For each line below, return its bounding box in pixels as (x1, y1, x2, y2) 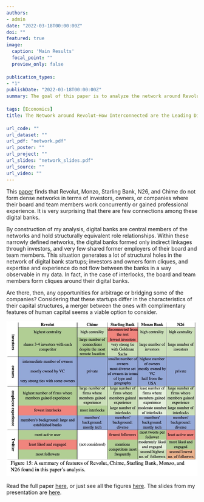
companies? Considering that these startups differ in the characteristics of (6, 295, 192, 302)
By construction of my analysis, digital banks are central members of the (6, 225, 188, 232)
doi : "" (6, 29, 26, 35)
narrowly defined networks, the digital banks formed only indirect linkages (6, 238, 192, 246)
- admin (6, 16, 26, 23)
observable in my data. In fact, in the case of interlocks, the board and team (6, 271, 196, 278)
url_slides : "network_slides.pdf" (6, 158, 94, 164)
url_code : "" (6, 125, 39, 131)
